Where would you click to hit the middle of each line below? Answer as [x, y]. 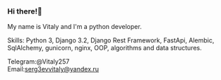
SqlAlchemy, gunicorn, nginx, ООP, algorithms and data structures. [105, 48]
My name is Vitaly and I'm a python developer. [75, 27]
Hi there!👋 [25, 11]
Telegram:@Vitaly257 [38, 62]
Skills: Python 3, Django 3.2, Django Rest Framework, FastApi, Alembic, [111, 40]
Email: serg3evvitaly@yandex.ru [53, 69]
